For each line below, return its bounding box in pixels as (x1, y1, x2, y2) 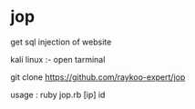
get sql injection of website (10, 36, 112, 47)
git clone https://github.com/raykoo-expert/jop (10, 71, 186, 83)
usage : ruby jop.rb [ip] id (10, 89, 106, 100)
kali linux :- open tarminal (10, 54, 106, 64)
